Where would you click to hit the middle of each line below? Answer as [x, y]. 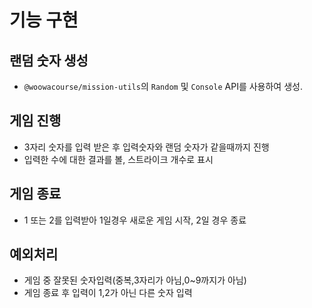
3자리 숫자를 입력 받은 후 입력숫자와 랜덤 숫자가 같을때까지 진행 [146, 147]
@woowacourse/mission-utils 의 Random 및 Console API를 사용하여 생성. [163, 86]
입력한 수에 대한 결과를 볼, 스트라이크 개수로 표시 [118, 159]
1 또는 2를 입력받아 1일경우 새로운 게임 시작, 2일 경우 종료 [135, 220]
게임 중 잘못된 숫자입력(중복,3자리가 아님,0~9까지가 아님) [135, 280]
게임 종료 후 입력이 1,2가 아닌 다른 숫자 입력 [108, 293]
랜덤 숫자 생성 [49, 60]
